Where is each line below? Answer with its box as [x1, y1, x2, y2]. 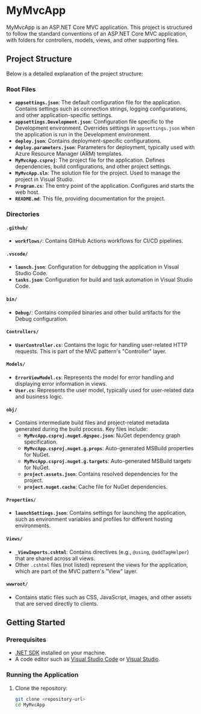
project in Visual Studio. [14, 176, 74, 183]
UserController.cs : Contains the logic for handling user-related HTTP [14, 341, 188, 348]
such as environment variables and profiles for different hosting [14, 515, 173, 523]
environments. [14, 522, 51, 529]
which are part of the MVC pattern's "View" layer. [14, 567, 138, 575]
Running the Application [6, 671, 79, 679]
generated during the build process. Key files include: [14, 426, 148, 433]
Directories [6, 209, 40, 218]
